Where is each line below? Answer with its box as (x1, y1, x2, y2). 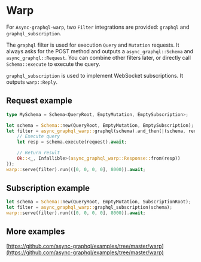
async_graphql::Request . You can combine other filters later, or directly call (6, 54, 191, 61)
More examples (6, 227, 65, 237)
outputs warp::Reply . (6, 78, 58, 86)
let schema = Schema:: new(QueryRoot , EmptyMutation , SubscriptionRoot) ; (6, 199, 191, 205)
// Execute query (17, 133, 60, 139)
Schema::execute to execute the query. (6, 60, 100, 68)
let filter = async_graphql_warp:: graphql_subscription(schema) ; (6, 205, 172, 211)
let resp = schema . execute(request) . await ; (17, 139, 127, 145)
